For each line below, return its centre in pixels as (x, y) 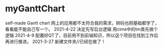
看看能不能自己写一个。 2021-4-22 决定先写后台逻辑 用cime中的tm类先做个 (81, 29)
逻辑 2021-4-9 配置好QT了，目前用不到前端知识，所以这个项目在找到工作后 (82, 35)
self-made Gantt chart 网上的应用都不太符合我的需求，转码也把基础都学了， (82, 23)
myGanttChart (35, 9)
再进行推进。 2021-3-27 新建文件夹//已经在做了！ (55, 41)
